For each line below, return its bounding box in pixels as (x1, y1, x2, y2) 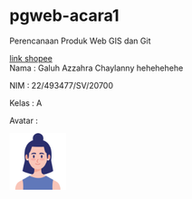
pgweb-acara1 (9, 5, 120, 26)
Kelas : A (9, 97, 43, 109)
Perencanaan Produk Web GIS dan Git (9, 35, 151, 46)
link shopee (9, 52, 53, 63)
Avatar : (9, 115, 39, 126)
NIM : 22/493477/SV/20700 (9, 80, 114, 90)
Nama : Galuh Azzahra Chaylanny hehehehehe (9, 62, 184, 73)
